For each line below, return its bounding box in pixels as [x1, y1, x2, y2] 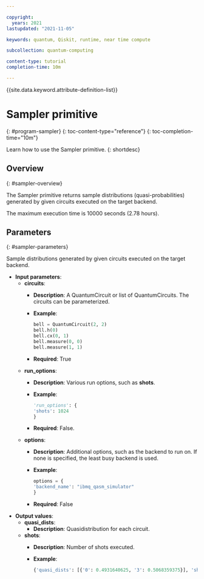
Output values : [15, 512, 53, 520]
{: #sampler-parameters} [6, 243, 69, 251]
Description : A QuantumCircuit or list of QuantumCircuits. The [33, 291, 189, 299]
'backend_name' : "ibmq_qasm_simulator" [33, 484, 135, 490]
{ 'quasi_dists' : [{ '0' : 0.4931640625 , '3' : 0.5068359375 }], [33, 567, 189, 574]
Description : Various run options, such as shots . [33, 378, 155, 386]
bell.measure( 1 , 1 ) [33, 344, 83, 350]
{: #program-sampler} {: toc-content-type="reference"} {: [6, 127, 151, 134]
